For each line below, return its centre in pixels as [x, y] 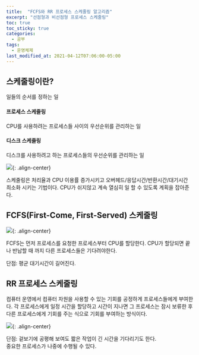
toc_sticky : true [28, 28]
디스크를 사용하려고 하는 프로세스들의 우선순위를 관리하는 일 [75, 155]
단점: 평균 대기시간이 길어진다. [41, 263]
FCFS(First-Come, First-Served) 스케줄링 [82, 216]
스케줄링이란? [30, 82]
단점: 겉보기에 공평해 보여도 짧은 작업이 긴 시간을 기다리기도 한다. [81, 339]
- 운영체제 [23, 51]
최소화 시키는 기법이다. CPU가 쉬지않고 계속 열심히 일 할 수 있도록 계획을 [90, 187]
